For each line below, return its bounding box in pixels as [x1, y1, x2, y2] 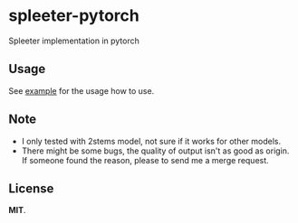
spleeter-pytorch [8, 5, 139, 26]
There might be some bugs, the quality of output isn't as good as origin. [21, 145, 290, 156]
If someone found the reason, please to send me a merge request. [21, 154, 269, 165]
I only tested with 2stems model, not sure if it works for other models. [21, 135, 282, 146]
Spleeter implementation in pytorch [8, 35, 139, 46]
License [8, 181, 54, 196]
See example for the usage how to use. [8, 85, 155, 96]
